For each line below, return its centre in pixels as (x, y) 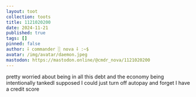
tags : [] (17, 38)
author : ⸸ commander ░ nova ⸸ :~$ (47, 49)
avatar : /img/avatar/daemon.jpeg (47, 55)
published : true (26, 33)
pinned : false (23, 44)
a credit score (23, 89)
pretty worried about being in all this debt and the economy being (85, 77)
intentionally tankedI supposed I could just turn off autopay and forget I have (98, 82)
